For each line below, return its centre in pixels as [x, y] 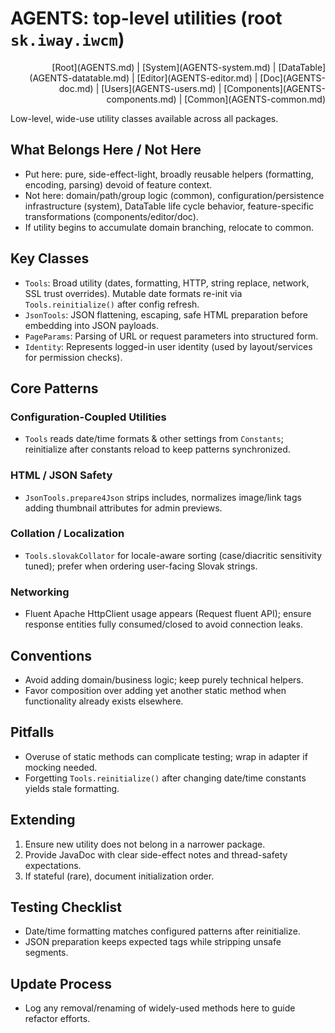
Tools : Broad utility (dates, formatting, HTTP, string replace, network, [167, 283]
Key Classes [50, 258]
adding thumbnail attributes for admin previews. [123, 508]
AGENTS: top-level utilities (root [146, 18]
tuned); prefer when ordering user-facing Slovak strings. [141, 566]
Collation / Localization [67, 534]
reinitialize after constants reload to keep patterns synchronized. [157, 449]
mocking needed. [61, 767]
